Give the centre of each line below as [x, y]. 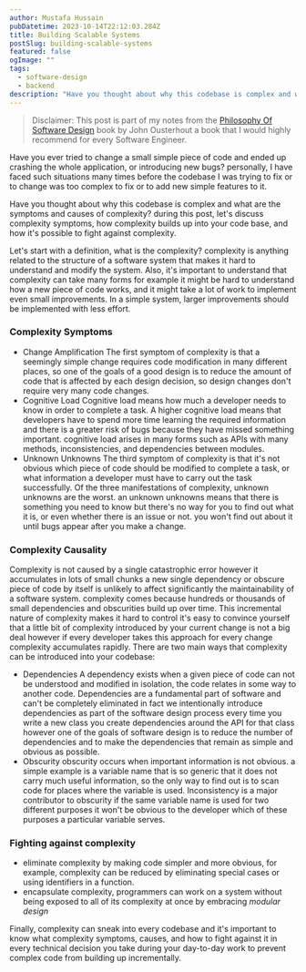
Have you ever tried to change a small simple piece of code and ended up [148, 157]
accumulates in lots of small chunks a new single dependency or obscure [147, 579]
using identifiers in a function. [78, 882]
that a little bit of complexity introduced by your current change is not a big [150, 628]
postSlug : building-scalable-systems [81, 43]
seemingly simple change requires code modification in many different [155, 362]
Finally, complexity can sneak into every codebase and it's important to [143, 929]
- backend [36, 86]
